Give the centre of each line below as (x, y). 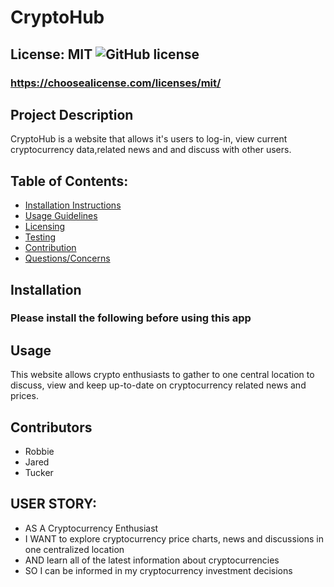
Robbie (39, 452)
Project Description (72, 114)
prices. (24, 396)
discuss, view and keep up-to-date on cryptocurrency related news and (158, 385)
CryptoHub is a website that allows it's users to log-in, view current (149, 139)
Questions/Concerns (67, 258)
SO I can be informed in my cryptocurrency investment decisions (158, 570)
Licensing (45, 227)
